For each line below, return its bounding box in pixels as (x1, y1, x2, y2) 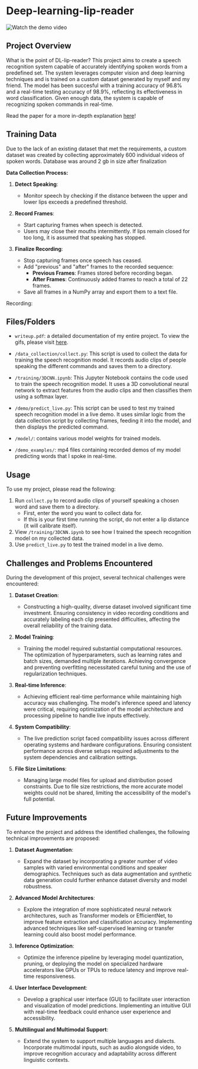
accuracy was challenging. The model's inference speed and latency (23, 700, 191, 706)
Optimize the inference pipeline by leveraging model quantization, (23, 954, 184, 961)
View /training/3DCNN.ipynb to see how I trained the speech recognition (14, 529, 191, 536)
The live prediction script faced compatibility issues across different (23, 735, 189, 742)
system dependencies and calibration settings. (23, 754, 138, 761)
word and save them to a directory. (14, 503, 100, 510)
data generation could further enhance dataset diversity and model (23, 876, 187, 883)
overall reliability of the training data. (23, 622, 113, 629)
